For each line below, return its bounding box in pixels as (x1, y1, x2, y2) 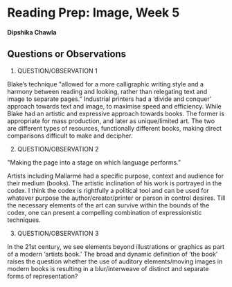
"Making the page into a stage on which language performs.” (7, 158, 181, 167)
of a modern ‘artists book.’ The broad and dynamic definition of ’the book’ (7, 250, 218, 258)
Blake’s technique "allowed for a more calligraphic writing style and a (7, 80, 204, 88)
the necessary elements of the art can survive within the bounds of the (7, 201, 210, 209)
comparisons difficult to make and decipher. (7, 131, 133, 140)
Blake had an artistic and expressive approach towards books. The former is (7, 109, 225, 118)
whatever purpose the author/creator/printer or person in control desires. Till (7, 194, 226, 202)
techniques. (7, 216, 41, 224)
